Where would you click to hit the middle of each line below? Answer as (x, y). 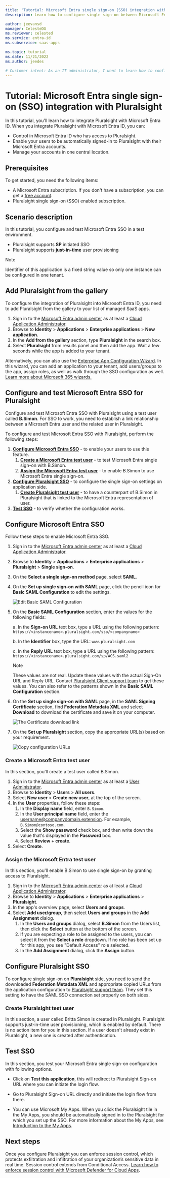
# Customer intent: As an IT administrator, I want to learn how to (79, 71)
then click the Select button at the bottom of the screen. (79, 929)
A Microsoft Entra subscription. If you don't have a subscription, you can (88, 190)
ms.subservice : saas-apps (32, 43)
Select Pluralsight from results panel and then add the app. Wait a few (86, 345)
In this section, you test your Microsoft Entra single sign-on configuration (81, 1064)
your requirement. (31, 737)
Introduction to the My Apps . (42, 1125)
